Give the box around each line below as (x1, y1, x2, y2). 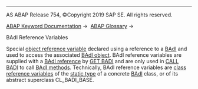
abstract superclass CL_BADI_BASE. (6, 77, 94, 83)
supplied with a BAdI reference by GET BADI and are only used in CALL (6, 58, 179, 64)
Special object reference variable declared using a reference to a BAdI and (6, 45, 187, 52)
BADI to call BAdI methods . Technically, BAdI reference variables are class (6, 64, 187, 71)
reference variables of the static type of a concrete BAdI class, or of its (6, 70, 179, 77)
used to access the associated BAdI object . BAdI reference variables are (6, 52, 182, 59)
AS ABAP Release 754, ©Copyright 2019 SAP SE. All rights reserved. (6, 11, 173, 18)
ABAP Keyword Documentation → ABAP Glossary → (6, 23, 134, 29)
